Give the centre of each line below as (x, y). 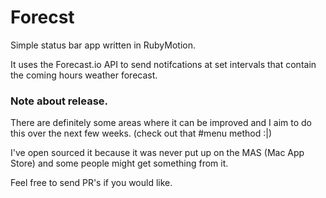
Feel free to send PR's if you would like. (91, 183)
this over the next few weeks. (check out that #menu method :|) (141, 133)
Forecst (42, 17)
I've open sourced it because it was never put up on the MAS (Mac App (157, 153)
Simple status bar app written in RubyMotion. (103, 45)
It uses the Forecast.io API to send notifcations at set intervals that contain (163, 64)
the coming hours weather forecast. (84, 75)
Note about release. (59, 101)
